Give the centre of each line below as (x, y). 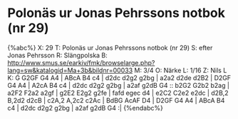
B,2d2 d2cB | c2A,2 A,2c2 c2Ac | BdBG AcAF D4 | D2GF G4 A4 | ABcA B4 (116, 100)
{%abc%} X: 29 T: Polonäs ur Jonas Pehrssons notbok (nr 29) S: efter (110, 47)
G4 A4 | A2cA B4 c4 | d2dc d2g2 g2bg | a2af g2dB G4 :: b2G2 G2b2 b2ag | (119, 85)
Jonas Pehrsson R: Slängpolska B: (58, 55)
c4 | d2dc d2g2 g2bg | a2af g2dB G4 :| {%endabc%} (86, 108)
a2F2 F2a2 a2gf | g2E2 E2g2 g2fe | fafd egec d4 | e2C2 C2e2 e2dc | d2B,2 (118, 93)
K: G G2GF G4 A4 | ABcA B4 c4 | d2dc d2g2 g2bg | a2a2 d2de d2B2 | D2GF (119, 78)
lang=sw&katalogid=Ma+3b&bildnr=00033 (70, 70)
